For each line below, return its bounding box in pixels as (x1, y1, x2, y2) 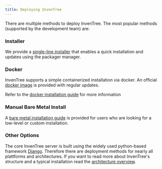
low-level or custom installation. (5, 120, 69, 126)
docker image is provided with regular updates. (5, 82, 99, 88)
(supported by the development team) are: (5, 25, 90, 32)
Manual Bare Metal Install (5, 104, 66, 111)
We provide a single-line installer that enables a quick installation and (5, 49, 144, 54)
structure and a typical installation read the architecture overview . (5, 158, 136, 164)
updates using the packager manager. (5, 54, 81, 60)
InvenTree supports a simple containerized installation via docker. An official (5, 77, 157, 83)
